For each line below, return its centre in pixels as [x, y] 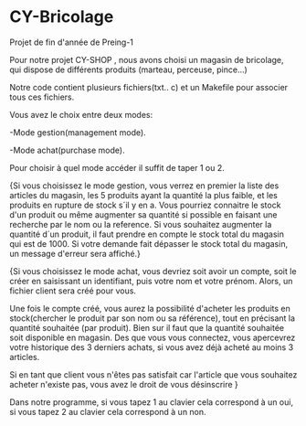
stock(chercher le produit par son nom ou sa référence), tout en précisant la [152, 318]
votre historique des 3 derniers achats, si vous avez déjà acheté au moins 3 [152, 347]
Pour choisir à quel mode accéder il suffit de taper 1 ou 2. [117, 167]
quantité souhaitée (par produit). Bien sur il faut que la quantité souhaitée [147, 327]
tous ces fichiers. [42, 97]
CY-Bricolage [62, 17]
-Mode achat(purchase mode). [67, 150]
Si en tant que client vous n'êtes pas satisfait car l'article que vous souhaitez [153, 374]
